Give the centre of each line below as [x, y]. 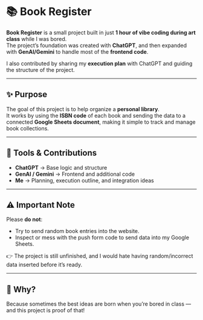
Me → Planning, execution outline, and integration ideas [84, 180]
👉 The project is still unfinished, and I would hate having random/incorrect [100, 256]
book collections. [28, 128]
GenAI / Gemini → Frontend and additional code [75, 174]
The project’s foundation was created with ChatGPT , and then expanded [97, 45]
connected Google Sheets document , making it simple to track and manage [101, 122]
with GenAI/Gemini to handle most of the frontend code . [77, 51]
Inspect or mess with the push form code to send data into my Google [102, 238]
